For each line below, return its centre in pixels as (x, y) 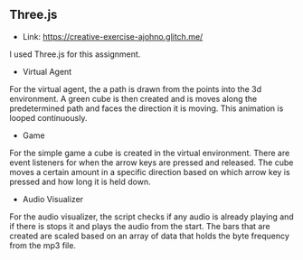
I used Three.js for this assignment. (75, 54)
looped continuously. (48, 117)
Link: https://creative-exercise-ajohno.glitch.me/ (113, 36)
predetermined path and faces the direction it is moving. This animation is (147, 108)
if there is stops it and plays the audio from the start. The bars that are (140, 226)
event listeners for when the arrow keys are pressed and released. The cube (151, 162)
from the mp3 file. (43, 245)
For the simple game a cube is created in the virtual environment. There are (150, 153)
